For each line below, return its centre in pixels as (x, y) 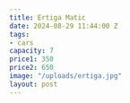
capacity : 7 (31, 51)
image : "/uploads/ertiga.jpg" (66, 76)
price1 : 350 (31, 59)
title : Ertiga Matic (48, 17)
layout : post (34, 84)
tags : (19, 34)
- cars (22, 43)
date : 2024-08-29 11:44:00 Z (64, 26)
